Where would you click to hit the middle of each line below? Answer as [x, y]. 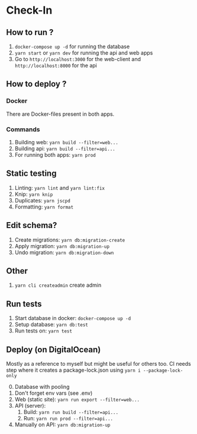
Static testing [31, 174]
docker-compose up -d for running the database [72, 46]
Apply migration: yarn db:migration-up [62, 246]
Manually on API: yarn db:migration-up [62, 425]
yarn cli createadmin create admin [58, 285]
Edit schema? [32, 225]
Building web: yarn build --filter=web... [66, 142]
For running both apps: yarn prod [55, 154]
